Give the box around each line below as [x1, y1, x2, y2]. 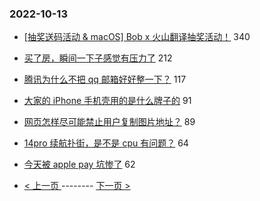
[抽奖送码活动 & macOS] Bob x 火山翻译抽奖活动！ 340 [23, 31, 251, 43]
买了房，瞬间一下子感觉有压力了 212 [23, 52, 173, 64]
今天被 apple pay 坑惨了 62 [23, 158, 136, 171]
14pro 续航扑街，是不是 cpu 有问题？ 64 [23, 137, 189, 149]
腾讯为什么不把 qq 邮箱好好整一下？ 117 [23, 73, 187, 86]
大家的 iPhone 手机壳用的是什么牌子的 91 [23, 95, 192, 107]
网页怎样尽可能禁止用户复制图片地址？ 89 [23, 116, 196, 128]
